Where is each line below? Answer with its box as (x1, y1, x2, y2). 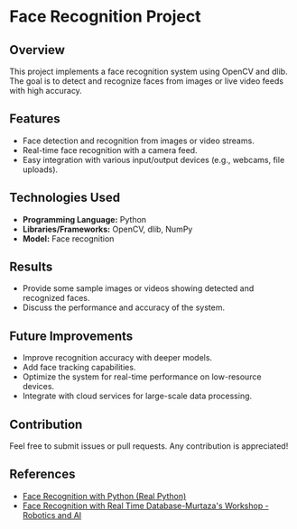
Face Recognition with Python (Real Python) (22, 490, 187, 501)
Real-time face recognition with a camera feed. (22, 144, 198, 155)
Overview (9, 42, 66, 58)
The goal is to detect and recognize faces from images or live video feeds (9, 76, 284, 87)
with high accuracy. (9, 86, 83, 96)
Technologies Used (9, 190, 120, 205)
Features (9, 111, 60, 127)
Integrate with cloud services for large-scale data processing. (22, 390, 253, 402)
